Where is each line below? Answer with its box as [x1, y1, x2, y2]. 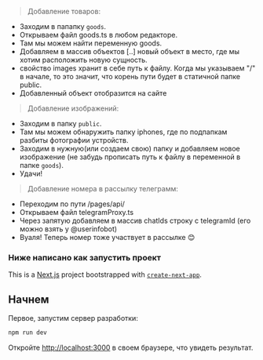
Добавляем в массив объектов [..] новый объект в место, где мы [19, 47, 240, 56]
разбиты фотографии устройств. [19, 136, 129, 144]
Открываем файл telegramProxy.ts [19, 208, 134, 216]
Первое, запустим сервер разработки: [8, 314, 139, 323]
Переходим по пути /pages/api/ [19, 199, 126, 209]
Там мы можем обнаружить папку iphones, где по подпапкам [19, 127, 228, 136]
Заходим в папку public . [19, 119, 102, 128]
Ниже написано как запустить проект [8, 252, 162, 263]
